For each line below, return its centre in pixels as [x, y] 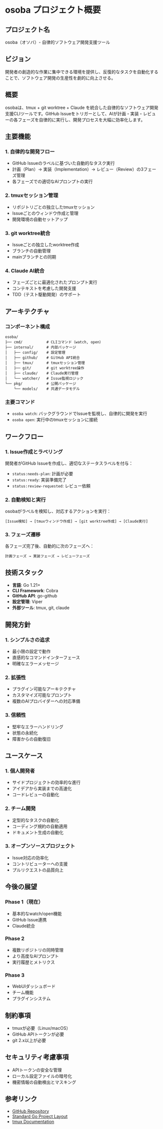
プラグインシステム [31, 999]
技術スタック [24, 572]
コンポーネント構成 [27, 326]
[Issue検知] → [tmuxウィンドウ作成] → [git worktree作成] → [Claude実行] [77, 522]
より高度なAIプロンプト [36, 956]
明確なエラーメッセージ [36, 663]
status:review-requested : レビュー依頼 [51, 486]
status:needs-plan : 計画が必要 [43, 473]
